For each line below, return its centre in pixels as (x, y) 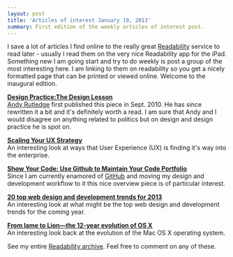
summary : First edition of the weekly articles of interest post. (106, 27)
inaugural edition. (32, 84)
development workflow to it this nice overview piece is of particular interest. (116, 184)
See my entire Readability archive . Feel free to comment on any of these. (112, 247)
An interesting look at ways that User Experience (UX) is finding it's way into (117, 148)
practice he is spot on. (39, 127)
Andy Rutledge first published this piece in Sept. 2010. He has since (105, 105)
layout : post (26, 14)
